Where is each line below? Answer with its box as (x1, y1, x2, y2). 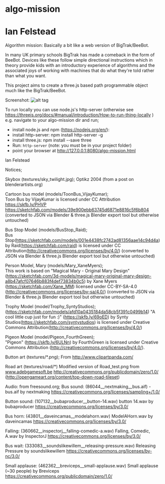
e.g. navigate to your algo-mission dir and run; (5, 117, 99, 123)
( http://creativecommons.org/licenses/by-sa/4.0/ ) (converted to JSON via (5, 289, 155, 295)
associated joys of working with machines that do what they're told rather (5, 68, 155, 73)
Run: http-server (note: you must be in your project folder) (12, 142, 132, 148)
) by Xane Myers (84, 278, 117, 284)
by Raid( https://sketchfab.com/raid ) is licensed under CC (5, 242, 121, 248)
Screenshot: (5, 97, 30, 103)
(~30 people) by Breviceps (5, 468, 60, 474)
